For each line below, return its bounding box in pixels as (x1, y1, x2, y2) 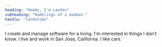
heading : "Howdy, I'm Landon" (5, 7, 70, 13)
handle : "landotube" (5, 17, 49, 22)
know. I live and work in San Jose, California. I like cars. (5, 36, 122, 42)
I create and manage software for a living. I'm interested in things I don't (5, 31, 157, 37)
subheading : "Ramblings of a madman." (5, 12, 88, 17)
